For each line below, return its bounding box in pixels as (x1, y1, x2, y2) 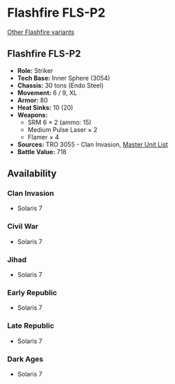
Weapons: (17, 110, 48, 119)
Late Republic (7, 321, 54, 331)
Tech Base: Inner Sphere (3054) (17, 74, 110, 82)
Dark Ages (7, 354, 44, 364)
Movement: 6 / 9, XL (17, 88, 78, 97)
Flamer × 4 (27, 133, 59, 141)
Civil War (7, 222, 39, 231)
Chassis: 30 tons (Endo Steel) (17, 81, 104, 90)
